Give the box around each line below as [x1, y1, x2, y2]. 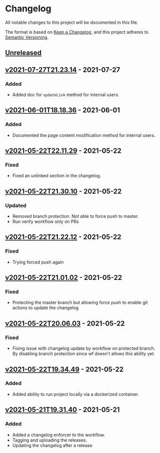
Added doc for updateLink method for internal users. [12, 92, 120, 98]
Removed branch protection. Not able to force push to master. [12, 213, 139, 219]
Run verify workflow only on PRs [12, 219, 79, 225]
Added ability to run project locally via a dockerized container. [12, 391, 139, 397]
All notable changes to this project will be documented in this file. [5, 19, 139, 25]
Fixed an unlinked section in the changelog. [12, 173, 102, 179]
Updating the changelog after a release [12, 442, 93, 448]
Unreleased [5, 49, 42, 57]
